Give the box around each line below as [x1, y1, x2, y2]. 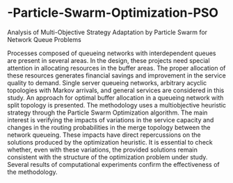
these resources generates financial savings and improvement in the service [7, 71, 226, 80]
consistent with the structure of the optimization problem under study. [7, 152, 208, 161]
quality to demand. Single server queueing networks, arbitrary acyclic [7, 78, 207, 87]
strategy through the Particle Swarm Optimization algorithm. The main [7, 108, 208, 117]
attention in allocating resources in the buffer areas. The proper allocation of [7, 64, 226, 72]
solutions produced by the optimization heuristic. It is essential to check [7, 138, 214, 146]
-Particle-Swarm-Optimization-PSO [7, 5, 219, 21]
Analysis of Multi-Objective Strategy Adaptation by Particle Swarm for [7, 28, 207, 36]
